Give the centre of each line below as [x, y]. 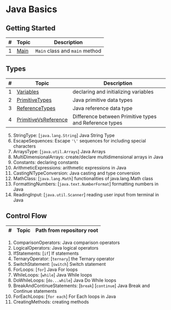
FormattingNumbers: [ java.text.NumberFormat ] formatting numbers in [86, 184]
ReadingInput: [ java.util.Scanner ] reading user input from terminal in [86, 194]
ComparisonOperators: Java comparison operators [66, 243]
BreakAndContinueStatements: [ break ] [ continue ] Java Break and [81, 286]
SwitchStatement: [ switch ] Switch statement [59, 264]
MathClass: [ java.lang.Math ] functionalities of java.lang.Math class [83, 178]
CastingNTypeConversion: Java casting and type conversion [76, 173]
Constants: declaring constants [46, 162]
